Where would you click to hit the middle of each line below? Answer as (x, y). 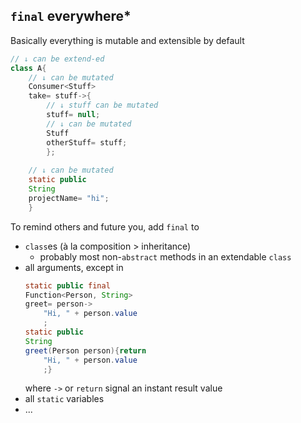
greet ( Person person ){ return (85, 350)
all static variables (64, 399)
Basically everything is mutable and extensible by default (127, 40)
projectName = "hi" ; (69, 198)
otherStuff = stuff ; (87, 142)
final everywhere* (71, 16)
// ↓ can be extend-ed (57, 59)
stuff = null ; (73, 115)
